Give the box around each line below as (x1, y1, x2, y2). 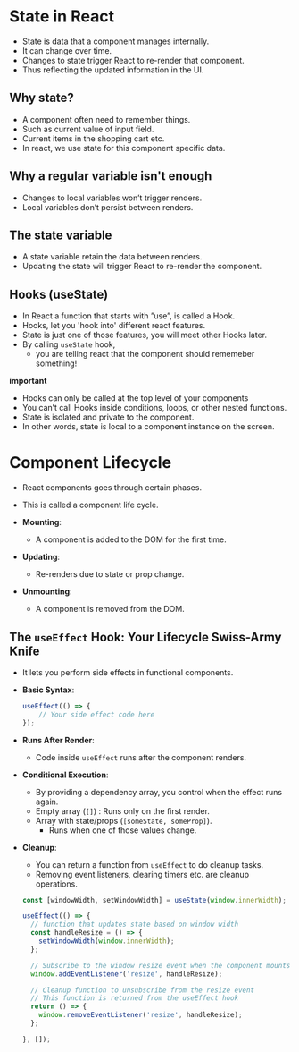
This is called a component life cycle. (21, 499, 159, 511)
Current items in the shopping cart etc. (21, 132, 165, 144)
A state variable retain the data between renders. (21, 251, 203, 262)
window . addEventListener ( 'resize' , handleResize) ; (30, 969, 223, 979)
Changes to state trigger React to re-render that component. (21, 55, 245, 65)
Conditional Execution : (21, 769, 109, 780)
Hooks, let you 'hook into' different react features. (21, 320, 206, 331)
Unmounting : (21, 586, 73, 597)
